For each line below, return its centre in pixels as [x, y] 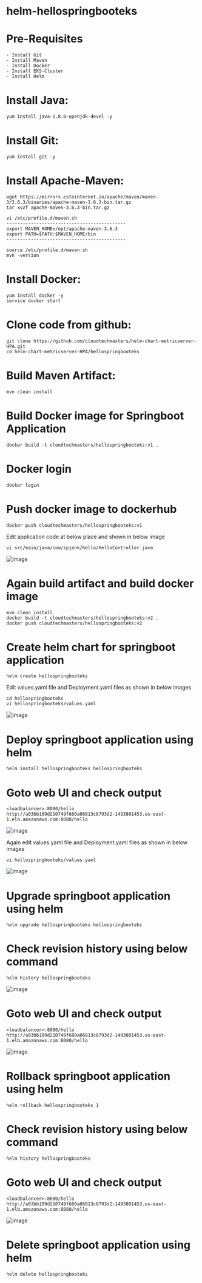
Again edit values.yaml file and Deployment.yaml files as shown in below [97, 842]
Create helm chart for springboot [91, 647]
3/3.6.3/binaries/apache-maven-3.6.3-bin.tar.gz [69, 202]
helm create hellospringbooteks [47, 676]
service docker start [34, 301]
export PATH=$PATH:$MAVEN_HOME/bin [51, 234]
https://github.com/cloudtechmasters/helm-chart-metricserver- [115, 341]
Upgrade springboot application [89, 896]
